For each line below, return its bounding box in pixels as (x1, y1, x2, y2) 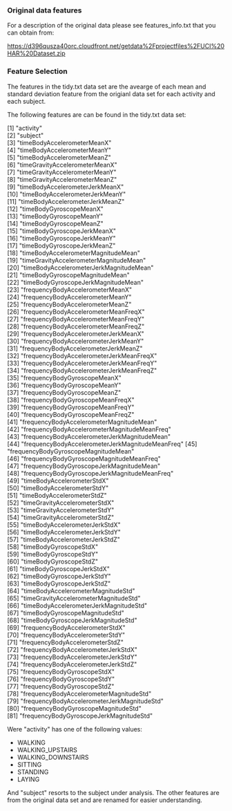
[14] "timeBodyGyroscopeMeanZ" (7, 219, 104, 227)
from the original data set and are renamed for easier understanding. (7, 796, 202, 804)
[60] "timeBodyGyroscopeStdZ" (7, 557, 99, 566)
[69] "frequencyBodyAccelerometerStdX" (7, 623, 126, 631)
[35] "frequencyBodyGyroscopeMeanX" (7, 373, 122, 382)
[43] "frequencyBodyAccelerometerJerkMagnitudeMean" (7, 432, 171, 440)
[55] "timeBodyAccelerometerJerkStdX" (7, 521, 121, 529)
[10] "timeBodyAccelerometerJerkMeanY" (7, 189, 126, 198)
